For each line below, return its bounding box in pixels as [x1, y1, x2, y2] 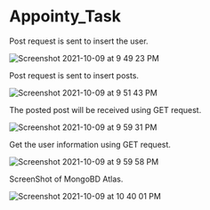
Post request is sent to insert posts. [9, 69, 140, 81]
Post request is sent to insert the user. [9, 36, 149, 46]
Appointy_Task [9, 6, 122, 27]
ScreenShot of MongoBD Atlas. [9, 174, 124, 184]
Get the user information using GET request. [9, 139, 172, 149]
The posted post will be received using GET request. [9, 104, 202, 115]
